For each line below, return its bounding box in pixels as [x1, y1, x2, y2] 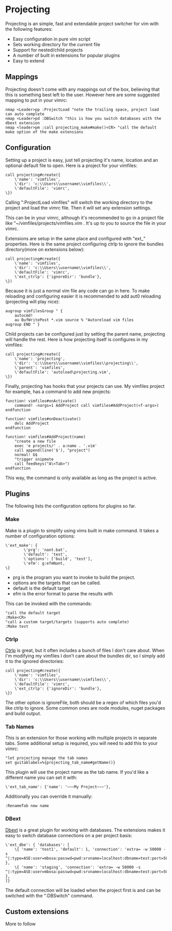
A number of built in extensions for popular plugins [12, 52, 120, 58]
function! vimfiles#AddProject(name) [5, 434, 86, 439]
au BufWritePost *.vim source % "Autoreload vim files [14, 317, 134, 322]
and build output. [5, 710, 41, 716]
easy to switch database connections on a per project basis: [5, 832, 133, 838]
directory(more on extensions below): [5, 246, 85, 252]
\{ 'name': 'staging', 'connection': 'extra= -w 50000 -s [14, 864, 141, 870]
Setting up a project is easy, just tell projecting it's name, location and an [5, 157, 159, 163]
